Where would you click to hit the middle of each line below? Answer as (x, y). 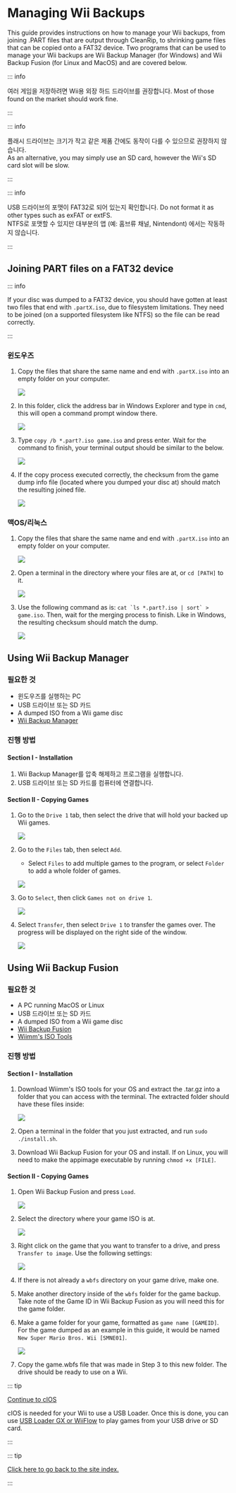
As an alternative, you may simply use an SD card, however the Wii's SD (112, 158)
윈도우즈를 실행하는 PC (49, 696)
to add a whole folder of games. (74, 871)
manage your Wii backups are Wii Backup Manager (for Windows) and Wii (115, 55)
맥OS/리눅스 (27, 523)
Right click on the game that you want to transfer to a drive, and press (119, 1245)
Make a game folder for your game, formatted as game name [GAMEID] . (118, 1323)
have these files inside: (51, 1104)
